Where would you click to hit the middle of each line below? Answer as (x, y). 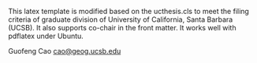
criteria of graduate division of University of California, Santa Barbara (121, 19)
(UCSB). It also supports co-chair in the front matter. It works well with (122, 28)
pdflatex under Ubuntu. (46, 36)
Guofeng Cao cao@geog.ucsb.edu (65, 51)
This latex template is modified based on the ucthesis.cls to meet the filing (129, 11)
